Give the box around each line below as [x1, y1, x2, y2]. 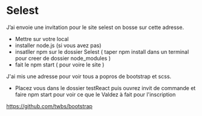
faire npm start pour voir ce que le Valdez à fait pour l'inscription [15, 91, 176, 98]
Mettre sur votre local [15, 35, 69, 42]
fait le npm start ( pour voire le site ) [15, 61, 105, 68]
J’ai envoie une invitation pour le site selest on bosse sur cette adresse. [6, 24, 184, 31]
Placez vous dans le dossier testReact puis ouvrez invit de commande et [15, 84, 196, 91]
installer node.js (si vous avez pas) [15, 42, 102, 49]
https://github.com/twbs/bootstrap [6, 102, 93, 109]
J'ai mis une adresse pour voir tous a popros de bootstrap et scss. [6, 72, 172, 80]
